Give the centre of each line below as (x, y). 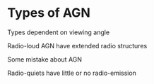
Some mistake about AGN (45, 59)
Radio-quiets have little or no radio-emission (72, 73)
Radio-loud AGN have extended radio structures (77, 45)
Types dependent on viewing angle (59, 32)
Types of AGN (49, 13)
